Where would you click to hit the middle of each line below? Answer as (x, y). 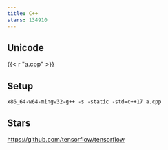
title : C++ (23, 13)
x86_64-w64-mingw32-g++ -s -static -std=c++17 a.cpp (84, 102)
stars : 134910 (28, 20)
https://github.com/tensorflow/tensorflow (66, 139)
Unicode (26, 48)
